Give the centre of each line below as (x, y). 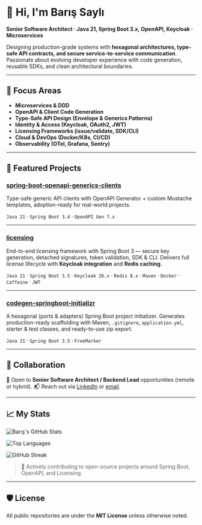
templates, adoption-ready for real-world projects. (69, 205)
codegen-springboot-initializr (51, 303)
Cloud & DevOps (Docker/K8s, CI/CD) (63, 137)
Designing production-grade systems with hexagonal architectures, (91, 47)
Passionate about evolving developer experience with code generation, (94, 60)
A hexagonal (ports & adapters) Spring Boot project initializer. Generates (96, 316)
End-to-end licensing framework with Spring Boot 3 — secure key (88, 251)
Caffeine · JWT (23, 282)
